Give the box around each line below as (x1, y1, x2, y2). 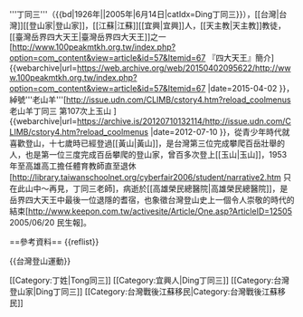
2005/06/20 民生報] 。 (9, 217, 92, 227)
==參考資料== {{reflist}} (9, 236, 99, 247)
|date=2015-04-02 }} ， (207, 83, 295, 93)
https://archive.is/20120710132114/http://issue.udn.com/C (76, 116, 291, 126)
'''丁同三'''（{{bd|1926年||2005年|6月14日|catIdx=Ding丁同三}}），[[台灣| (9, 9, 279, 19)
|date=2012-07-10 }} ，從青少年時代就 (150, 127, 290, 137)
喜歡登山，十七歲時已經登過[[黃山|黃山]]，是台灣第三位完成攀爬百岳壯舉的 (9, 138, 286, 149)
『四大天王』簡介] (207, 53, 274, 62)
